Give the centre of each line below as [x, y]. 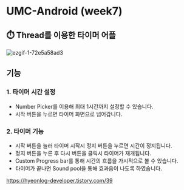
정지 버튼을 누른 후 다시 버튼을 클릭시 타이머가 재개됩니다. [83, 153]
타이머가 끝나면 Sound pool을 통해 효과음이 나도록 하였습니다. [89, 168]
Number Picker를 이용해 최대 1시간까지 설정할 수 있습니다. [84, 106]
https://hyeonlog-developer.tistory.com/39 [60, 180]
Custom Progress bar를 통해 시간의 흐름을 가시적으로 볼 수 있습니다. [97, 161]
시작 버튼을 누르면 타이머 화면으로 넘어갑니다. [69, 114]
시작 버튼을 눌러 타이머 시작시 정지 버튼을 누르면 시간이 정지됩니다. [94, 145]
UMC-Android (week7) [64, 11]
